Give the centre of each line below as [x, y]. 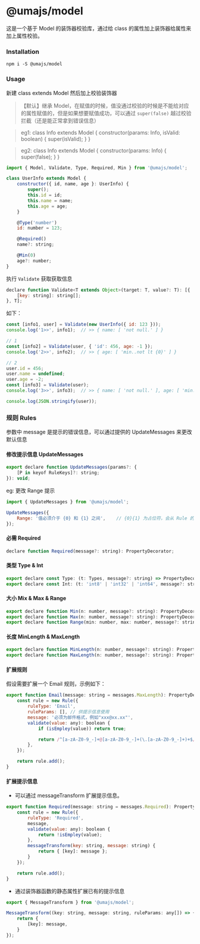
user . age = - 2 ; [25, 380]
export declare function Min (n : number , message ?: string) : [82, 611]
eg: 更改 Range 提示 [31, 490]
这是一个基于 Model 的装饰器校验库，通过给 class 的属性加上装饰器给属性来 [99, 28]
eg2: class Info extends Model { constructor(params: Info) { [93, 150]
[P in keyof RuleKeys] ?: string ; [58, 473]
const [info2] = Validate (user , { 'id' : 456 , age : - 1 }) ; [79, 346]
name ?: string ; [36, 245]
